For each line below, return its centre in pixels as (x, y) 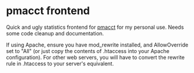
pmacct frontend (48, 11)
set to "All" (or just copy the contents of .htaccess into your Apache (88, 51)
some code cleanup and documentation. (55, 33)
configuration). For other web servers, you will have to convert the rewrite (96, 57)
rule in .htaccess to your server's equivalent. (60, 64)
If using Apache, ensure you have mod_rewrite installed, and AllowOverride (97, 45)
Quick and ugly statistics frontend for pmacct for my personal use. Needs (95, 27)
